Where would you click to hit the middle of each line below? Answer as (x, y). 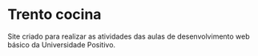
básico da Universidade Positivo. (62, 44)
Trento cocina (54, 15)
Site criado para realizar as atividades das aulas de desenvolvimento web (129, 36)
